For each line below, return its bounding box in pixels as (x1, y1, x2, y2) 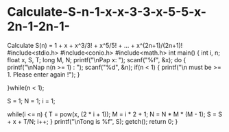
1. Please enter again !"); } (7, 70, 80, 79)
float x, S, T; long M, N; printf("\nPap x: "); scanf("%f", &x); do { (7, 55, 186, 64)
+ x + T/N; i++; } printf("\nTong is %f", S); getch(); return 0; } (7, 117, 178, 125)
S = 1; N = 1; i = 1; (7, 96, 56, 105)
